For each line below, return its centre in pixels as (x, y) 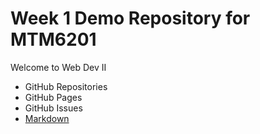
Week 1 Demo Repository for (130, 18)
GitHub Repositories (66, 86)
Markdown (47, 118)
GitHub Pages (53, 97)
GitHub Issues (53, 108)
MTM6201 (53, 39)
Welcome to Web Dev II (58, 67)
